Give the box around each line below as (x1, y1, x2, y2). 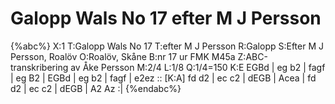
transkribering (10, 61, 69, 73)
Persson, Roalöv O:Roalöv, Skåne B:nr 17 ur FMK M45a (10, 50, 236, 62)
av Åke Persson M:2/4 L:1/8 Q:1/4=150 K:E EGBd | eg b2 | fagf (70, 61, 326, 73)
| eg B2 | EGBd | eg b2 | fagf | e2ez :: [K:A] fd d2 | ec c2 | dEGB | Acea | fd (10, 72, 317, 84)
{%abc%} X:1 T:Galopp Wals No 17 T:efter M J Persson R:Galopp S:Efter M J (10, 40, 325, 52)
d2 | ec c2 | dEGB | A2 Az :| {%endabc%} (10, 82, 182, 94)
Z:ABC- (237, 50, 268, 62)
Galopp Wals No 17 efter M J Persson (10, 7, 322, 30)
